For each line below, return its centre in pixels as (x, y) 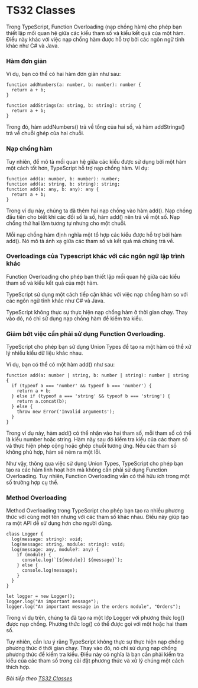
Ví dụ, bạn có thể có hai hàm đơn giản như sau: (64, 74)
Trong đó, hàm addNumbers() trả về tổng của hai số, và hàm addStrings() (95, 127)
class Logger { (25, 534)
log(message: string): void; (47, 539)
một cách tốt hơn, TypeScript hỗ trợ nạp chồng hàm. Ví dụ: (78, 168)
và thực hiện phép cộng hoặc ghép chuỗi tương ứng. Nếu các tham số (92, 446)
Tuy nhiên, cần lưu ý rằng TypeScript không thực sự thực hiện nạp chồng (95, 642)
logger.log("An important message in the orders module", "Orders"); (94, 607)
